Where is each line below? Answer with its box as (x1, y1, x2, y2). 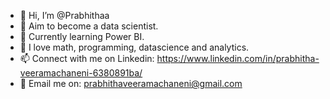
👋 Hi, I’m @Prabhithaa (19, 10, 110, 21)
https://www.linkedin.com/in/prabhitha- (156, 53, 320, 64)
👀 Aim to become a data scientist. (19, 20, 159, 32)
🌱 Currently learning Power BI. (19, 31, 145, 42)
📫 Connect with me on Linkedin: (19, 53, 155, 64)
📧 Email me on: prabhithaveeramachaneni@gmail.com (19, 78, 243, 89)
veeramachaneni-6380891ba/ (19, 67, 143, 79)
